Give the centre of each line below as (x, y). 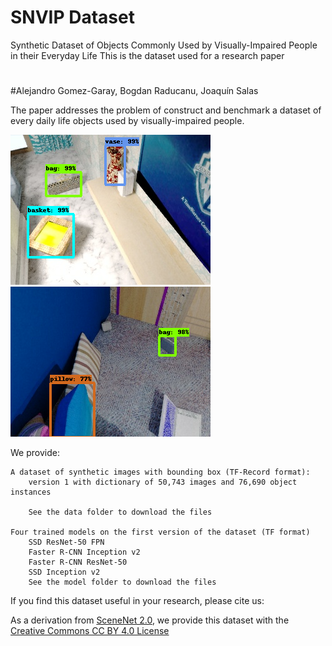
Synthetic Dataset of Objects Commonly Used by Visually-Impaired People (164, 45)
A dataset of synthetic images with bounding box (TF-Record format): (160, 472)
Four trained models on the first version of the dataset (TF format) (160, 532)
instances (31, 492)
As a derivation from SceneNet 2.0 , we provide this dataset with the (150, 620)
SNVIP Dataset (72, 17)
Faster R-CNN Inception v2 (84, 552)
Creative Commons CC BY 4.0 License (90, 631)
